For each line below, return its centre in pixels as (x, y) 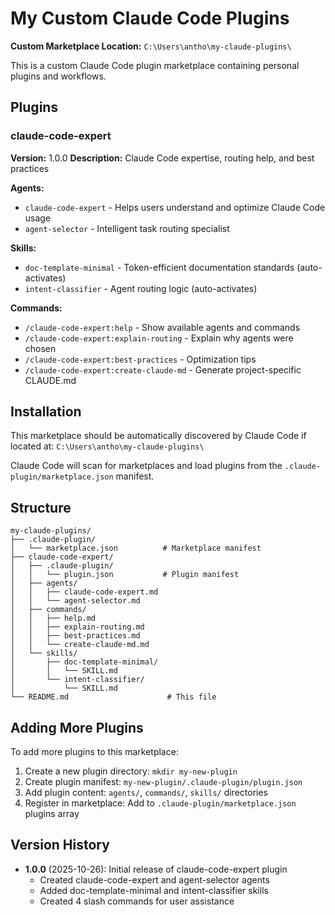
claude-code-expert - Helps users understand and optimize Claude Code (175, 207)
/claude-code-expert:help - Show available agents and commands (162, 327)
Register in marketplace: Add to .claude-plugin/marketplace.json (160, 803)
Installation (46, 412)
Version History (60, 845)
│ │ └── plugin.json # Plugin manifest (125, 575)
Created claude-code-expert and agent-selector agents (154, 879)
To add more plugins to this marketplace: (94, 752)
